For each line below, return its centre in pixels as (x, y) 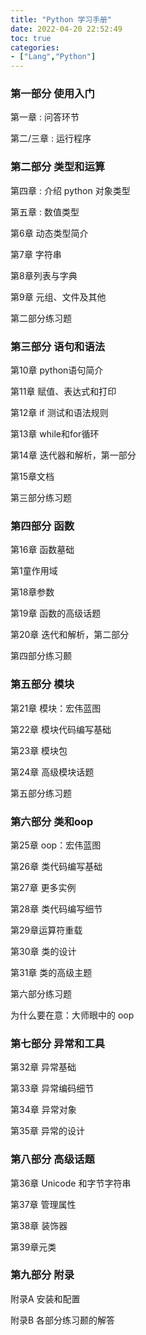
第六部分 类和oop (52, 821)
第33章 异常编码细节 (52, 1088)
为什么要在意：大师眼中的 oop (72, 1015)
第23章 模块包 (39, 750)
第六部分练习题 (41, 993)
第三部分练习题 (41, 498)
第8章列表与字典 (44, 275)
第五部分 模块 (42, 684)
